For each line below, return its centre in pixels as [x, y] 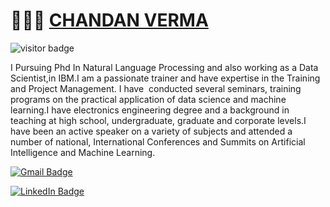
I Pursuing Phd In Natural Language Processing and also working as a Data [164, 67]
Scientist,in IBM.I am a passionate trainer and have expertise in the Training [165, 78]
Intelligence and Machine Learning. [83, 152]
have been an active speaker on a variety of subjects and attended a [151, 131]
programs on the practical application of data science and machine [148, 99]
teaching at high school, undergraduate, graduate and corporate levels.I [158, 120]
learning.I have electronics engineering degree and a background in [150, 110]
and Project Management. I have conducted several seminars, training [156, 88]
